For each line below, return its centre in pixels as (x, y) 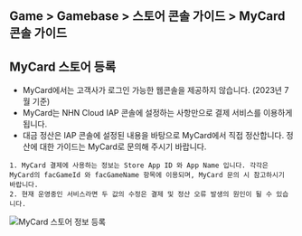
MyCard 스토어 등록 (62, 66)
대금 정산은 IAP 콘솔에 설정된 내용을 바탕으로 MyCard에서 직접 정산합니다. (153, 136)
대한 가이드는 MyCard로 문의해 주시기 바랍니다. (123, 146)
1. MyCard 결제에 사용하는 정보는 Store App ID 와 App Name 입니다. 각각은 (139, 165)
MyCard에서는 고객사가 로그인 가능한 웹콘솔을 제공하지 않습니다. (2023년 (152, 90)
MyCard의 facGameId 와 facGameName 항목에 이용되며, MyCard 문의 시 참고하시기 (147, 175)
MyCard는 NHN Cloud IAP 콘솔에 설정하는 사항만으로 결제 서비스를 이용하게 (157, 113)
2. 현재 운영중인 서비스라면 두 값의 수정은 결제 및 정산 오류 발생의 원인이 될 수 (141, 194)
